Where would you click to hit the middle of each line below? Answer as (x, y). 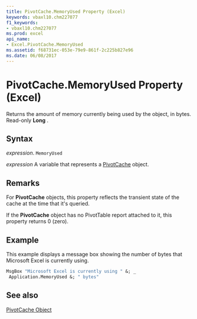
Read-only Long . (27, 120)
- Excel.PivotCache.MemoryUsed (45, 45)
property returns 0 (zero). (38, 221)
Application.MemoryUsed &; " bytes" (54, 277)
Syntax (20, 139)
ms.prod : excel (25, 34)
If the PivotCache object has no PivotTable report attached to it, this (89, 215)
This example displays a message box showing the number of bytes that (94, 254)
